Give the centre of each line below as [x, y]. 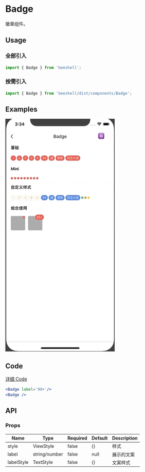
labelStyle [18, 462]
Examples [21, 109]
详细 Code [16, 379]
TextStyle [43, 462]
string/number [48, 454]
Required [77, 438]
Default [100, 438]
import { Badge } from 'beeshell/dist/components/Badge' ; [69, 93]
